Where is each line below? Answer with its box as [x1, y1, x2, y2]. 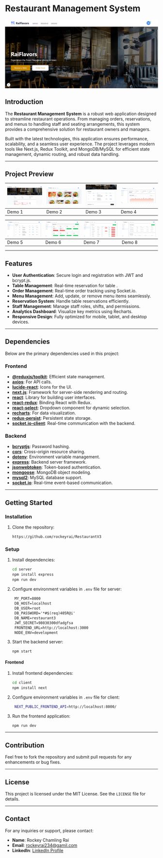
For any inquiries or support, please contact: [5, 827, 94, 834]
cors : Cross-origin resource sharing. [12, 449, 86, 455]
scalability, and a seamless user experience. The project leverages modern [5, 141, 155, 147]
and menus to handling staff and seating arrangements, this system [5, 121, 140, 127]
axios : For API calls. [12, 379, 52, 385]
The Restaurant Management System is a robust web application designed [5, 111, 157, 117]
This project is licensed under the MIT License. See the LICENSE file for [5, 791, 146, 797]
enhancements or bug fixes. [5, 759, 61, 765]
